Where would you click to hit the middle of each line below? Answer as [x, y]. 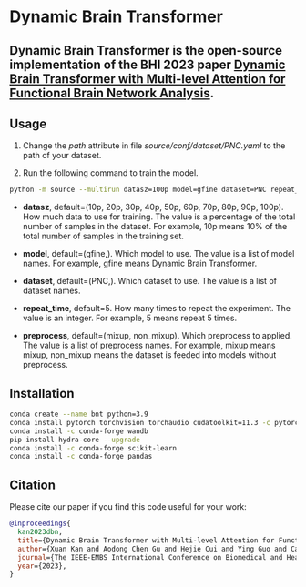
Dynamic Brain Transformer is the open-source [146, 51]
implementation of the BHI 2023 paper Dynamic [148, 64]
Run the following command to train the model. [110, 173]
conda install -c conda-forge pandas [81, 457]
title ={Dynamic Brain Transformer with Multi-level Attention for [146, 540]
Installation [42, 393]
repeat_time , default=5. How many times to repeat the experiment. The [157, 309]
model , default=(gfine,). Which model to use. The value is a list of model [158, 254]
